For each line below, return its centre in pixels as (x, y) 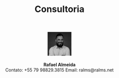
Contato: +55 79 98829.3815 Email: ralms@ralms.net (59, 70)
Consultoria (59, 9)
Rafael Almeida (59, 64)
